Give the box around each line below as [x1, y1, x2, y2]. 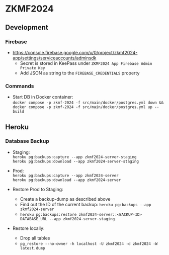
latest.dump [20, 245, 45, 250]
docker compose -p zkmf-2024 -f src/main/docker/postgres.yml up [12, 105, 152, 110]
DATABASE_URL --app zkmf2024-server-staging [20, 216, 115, 221]
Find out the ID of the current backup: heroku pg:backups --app [20, 201, 151, 207]
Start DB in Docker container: [12, 94, 73, 100]
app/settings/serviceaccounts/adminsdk [12, 55, 97, 61]
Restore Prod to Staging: [12, 186, 64, 192]
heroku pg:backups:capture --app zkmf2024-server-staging [12, 154, 137, 159]
